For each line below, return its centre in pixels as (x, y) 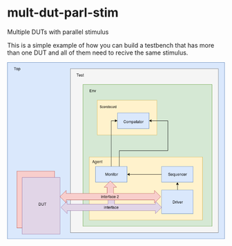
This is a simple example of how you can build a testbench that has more (111, 45)
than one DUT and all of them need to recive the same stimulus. (98, 53)
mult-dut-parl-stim (63, 13)
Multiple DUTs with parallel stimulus (58, 32)
